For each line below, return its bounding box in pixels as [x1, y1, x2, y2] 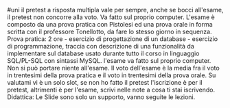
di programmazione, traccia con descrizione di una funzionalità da [7, 42, 194, 50]
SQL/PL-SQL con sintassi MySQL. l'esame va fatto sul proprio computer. [7, 57, 211, 64]
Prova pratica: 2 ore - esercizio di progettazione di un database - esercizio [7, 35, 218, 43]
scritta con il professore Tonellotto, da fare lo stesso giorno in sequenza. [7, 27, 212, 36]
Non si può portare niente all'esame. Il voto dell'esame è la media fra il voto [7, 64, 220, 72]
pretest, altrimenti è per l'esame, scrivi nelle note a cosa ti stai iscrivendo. [7, 85, 216, 94]
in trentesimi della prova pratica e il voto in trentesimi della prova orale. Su [7, 71, 216, 79]
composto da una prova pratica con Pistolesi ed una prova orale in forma [7, 21, 213, 28]
